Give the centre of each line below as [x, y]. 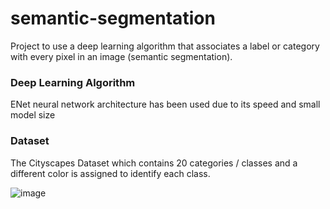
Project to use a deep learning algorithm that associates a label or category [165, 46]
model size [33, 115]
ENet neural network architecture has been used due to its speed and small [165, 104]
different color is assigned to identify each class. [110, 173]
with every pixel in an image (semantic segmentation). [121, 56]
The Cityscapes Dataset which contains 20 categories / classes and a [154, 163]
